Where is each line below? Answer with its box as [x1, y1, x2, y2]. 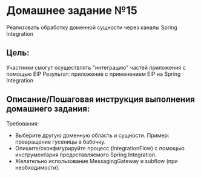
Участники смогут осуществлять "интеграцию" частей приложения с [6, 64, 186, 71]
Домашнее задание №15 [6, 4, 137, 18]
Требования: [6, 119, 39, 127]
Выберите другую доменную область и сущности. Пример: [15, 132, 170, 139]
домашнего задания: [6, 104, 90, 114]
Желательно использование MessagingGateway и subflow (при [15, 157, 178, 164]
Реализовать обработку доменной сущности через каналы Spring [6, 24, 177, 31]
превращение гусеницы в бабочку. [15, 138, 106, 145]
